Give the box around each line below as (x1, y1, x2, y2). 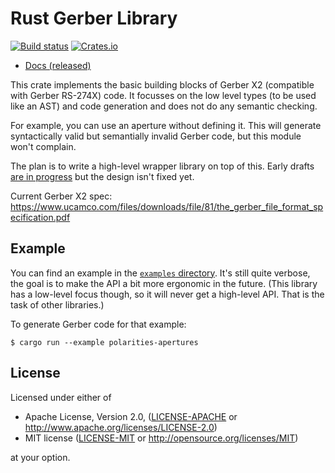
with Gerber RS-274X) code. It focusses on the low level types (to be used (10, 89, 317, 101)
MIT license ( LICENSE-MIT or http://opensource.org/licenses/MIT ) (24, 432, 299, 444)
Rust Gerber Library (10, 7, 178, 30)
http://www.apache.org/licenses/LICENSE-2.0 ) (24, 421, 218, 433)
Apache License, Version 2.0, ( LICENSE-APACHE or (24, 410, 238, 422)
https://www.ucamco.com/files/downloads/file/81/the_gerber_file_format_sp (10, 200, 324, 212)
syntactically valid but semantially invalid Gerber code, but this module (10, 130, 302, 142)
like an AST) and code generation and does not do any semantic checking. (10, 100, 318, 112)
